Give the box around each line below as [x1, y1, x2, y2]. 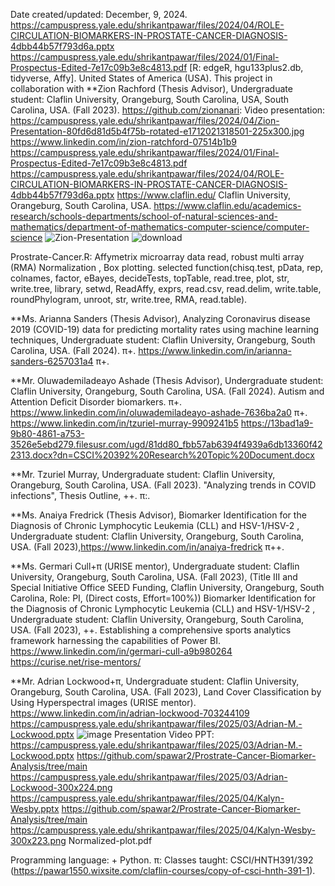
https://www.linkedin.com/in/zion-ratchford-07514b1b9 [10, 136, 237, 148]
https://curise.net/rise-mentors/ [10, 656, 142, 668]
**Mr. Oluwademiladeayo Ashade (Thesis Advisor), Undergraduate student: [10, 375, 324, 386]
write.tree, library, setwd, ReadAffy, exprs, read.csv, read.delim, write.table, [10, 283, 322, 294]
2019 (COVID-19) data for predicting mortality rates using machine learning [10, 324, 320, 335]
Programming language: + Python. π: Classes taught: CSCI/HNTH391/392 [10, 854, 314, 866]
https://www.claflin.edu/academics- [153, 200, 302, 211]
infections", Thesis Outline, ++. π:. [10, 490, 151, 501]
